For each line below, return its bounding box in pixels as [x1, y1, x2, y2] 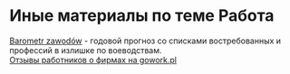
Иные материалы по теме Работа [9, 5, 275, 26]
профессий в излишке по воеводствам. [9, 44, 162, 55]
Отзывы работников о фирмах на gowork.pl [9, 54, 177, 65]
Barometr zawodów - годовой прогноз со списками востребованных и [9, 35, 282, 46]
